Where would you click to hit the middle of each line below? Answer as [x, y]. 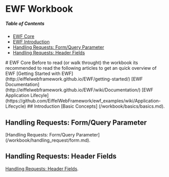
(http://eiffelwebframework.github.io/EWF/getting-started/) [68, 79]
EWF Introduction [31, 42]
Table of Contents [25, 23]
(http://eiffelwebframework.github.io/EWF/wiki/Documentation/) [73, 90]
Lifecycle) [16, 106]
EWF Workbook [39, 9]
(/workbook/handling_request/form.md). [48, 140]
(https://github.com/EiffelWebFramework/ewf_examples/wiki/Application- [83, 101]
